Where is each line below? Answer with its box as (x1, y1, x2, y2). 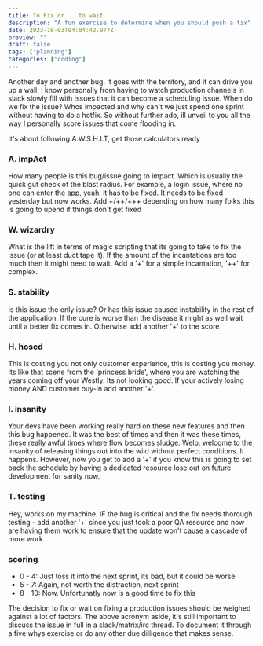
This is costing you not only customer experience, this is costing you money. (8, 359, 256, 369)
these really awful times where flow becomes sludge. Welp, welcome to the (8, 438, 253, 448)
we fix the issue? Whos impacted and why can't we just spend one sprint (8, 101, 245, 111)
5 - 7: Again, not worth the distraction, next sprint (19, 579, 179, 589)
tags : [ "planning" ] (8, 48, 72, 56)
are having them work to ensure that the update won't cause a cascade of (8, 526, 247, 535)
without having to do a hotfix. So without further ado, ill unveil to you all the (8, 110, 251, 119)
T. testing (8, 491, 46, 502)
